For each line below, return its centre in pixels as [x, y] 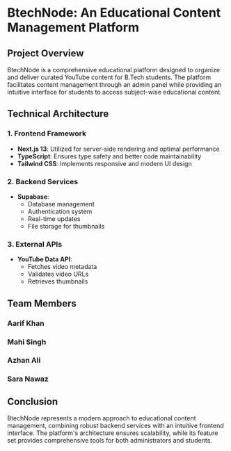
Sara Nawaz [28, 379]
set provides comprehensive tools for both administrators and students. [110, 441]
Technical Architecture [58, 114]
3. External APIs [35, 244]
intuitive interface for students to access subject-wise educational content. [115, 92]
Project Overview [46, 53]
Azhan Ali [24, 361]
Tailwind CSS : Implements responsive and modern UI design [105, 163]
